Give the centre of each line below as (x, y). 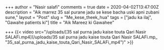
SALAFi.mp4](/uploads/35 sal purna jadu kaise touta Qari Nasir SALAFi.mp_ (81, 37)
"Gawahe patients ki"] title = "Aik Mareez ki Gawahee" (60, 22)
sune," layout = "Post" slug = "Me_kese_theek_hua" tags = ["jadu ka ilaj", (79, 17)
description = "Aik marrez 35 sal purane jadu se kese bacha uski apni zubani (82, 12)
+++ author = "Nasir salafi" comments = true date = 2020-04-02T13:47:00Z (82, 7)
